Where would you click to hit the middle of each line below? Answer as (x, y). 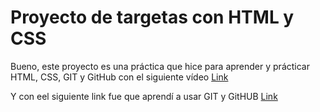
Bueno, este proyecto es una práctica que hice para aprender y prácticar (160, 66)
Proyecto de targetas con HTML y (152, 17)
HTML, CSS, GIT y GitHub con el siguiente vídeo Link (119, 77)
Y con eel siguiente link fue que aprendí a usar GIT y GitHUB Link (144, 96)
